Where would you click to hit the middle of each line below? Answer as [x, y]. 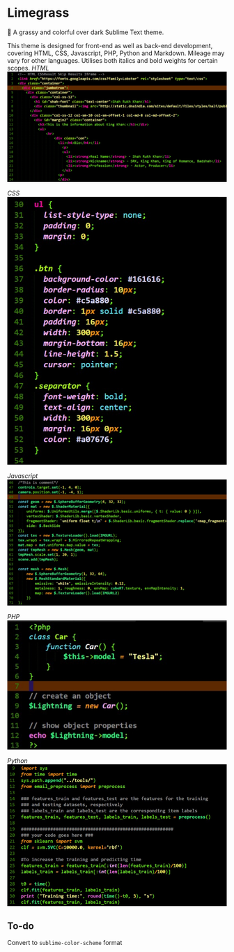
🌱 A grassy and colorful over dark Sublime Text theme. [86, 32]
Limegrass [38, 13]
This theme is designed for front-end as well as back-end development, [110, 45]
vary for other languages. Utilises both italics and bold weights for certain [112, 60]
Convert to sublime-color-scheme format [65, 943]
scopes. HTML [28, 68]
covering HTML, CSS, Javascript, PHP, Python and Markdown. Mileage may [116, 53]
